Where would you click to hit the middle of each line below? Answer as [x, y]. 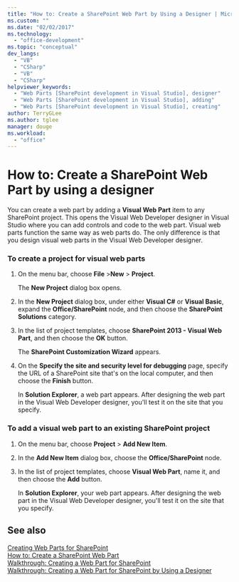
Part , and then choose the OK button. [73, 338]
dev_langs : [23, 54]
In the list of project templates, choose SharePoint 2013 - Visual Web [119, 331]
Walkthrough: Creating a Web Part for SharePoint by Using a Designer [110, 570]
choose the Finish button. [55, 381]
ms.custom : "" [28, 21]
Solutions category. [47, 317]
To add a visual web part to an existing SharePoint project [109, 428]
